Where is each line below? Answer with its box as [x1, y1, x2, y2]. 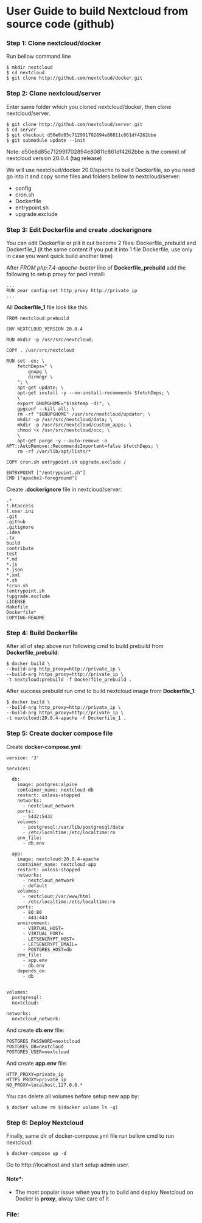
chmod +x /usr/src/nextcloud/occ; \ [17, 427, 111, 433]
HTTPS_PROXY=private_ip [6, 1076, 67, 1082]
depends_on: [17, 967, 47, 974]
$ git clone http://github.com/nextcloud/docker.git [6, 75, 143, 82]
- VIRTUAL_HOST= [22, 925, 64, 932]
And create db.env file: [6, 1026, 64, 1034]
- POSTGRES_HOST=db [22, 946, 72, 953]
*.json [6, 567, 23, 573]
